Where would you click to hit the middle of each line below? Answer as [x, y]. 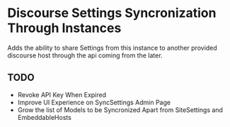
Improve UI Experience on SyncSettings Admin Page [94, 102]
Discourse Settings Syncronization [112, 13]
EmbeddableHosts [45, 117]
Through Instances [64, 28]
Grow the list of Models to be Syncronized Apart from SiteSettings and [120, 110]
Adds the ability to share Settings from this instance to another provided [112, 48]
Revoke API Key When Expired [62, 94]
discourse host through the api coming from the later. [85, 55]
